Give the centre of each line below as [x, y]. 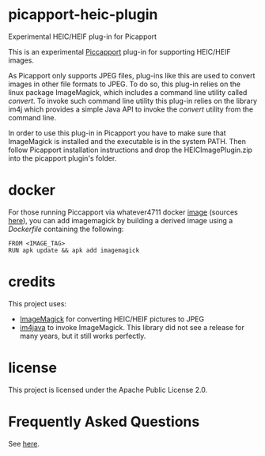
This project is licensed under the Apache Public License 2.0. [108, 389]
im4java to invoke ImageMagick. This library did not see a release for [132, 327]
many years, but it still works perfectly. [83, 336]
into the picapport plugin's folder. [62, 158]
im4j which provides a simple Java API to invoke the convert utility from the [131, 109]
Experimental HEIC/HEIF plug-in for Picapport [82, 36]
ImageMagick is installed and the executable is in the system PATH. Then [127, 141]
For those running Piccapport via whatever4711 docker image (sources [123, 212]
